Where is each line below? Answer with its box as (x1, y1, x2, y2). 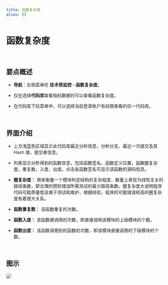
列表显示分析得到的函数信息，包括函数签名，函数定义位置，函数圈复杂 (13, 160, 158, 166)
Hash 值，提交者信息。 (13, 149, 61, 155)
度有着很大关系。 (13, 195, 49, 201)
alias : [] (6, 12, 27, 17)
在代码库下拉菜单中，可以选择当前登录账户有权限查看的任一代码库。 (13, 103, 154, 109)
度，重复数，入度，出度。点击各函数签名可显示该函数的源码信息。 (13, 166, 149, 172)
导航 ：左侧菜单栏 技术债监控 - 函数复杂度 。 (13, 82, 102, 88)
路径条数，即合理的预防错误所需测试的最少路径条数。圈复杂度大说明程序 (13, 183, 162, 189)
